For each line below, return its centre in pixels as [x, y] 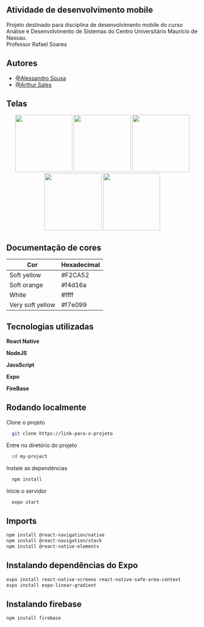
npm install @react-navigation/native [55, 535]
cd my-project [30, 456]
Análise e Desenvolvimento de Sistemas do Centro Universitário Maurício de [102, 31]
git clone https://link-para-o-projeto [62, 433]
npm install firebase [34, 618]
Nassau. [17, 38]
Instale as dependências [37, 468]
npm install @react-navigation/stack [54, 541]
